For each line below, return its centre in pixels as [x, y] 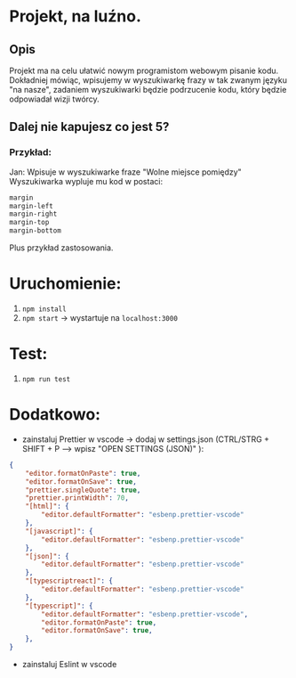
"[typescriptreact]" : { [69, 581]
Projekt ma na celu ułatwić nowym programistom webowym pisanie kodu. [144, 70]
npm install [44, 309]
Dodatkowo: [55, 415]
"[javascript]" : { [59, 531]
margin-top [29, 223]
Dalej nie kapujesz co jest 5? [89, 127]
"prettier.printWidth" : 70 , [77, 498]
